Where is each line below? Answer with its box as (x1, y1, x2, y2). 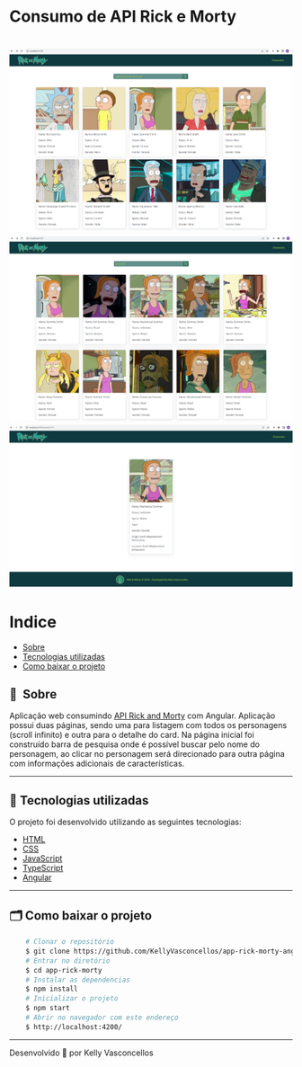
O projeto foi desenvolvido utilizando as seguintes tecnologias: (9, 816, 242, 828)
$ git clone (25, 947, 70, 956)
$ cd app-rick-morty (25, 965, 102, 974)
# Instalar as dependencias (25, 975, 130, 984)
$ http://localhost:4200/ (25, 1022, 123, 1031)
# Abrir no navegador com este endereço (25, 1013, 179, 1022)
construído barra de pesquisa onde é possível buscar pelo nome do (9, 739, 261, 750)
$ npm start (25, 1004, 70, 1013)
